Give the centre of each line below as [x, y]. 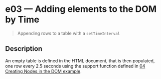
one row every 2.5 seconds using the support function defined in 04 [75, 66]
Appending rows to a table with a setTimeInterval [69, 33]
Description [24, 49]
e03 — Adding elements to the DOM [81, 9]
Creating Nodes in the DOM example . [43, 71]
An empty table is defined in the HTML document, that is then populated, [80, 61]
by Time [22, 20]
